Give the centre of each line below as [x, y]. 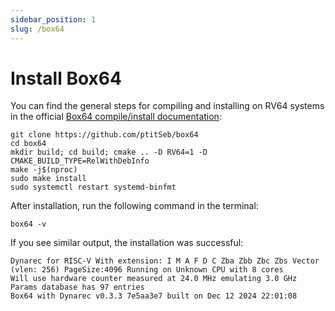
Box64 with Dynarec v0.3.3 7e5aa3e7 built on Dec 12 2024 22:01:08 [154, 296]
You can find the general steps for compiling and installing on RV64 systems [167, 106]
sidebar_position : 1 [53, 19]
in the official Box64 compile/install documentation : [116, 117]
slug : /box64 [37, 29]
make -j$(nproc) [44, 170]
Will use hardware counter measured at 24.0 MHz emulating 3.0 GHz [154, 279]
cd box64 [28, 144]
